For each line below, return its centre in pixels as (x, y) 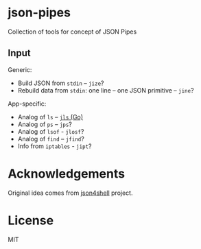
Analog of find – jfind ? (51, 139)
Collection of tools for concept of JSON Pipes (72, 32)
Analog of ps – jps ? (45, 124)
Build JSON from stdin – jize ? (61, 83)
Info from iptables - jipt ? (55, 146)
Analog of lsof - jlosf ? (51, 131)
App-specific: (27, 104)
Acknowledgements (67, 174)
